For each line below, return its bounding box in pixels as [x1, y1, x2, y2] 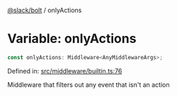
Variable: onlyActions [7, 31, 137, 47]
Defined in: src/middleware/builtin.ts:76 [7, 66, 122, 75]
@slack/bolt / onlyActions [7, 6, 82, 14]
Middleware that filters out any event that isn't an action [7, 80, 170, 89]
